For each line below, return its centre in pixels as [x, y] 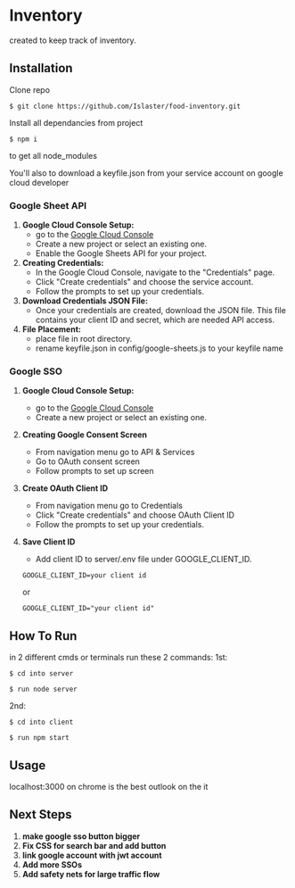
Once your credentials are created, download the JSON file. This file [161, 311]
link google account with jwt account [92, 855]
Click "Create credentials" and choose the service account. [144, 282]
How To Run [43, 636]
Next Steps [41, 814]
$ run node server [43, 689]
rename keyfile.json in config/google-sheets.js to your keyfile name [159, 348]
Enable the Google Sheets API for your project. [121, 253]
